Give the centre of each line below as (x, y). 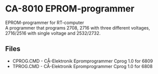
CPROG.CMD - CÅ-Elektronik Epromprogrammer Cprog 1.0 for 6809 (83, 61)
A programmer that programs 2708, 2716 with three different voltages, (78, 27)
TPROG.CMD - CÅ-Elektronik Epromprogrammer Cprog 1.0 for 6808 (83, 66)
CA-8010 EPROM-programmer (70, 9)
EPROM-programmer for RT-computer (45, 22)
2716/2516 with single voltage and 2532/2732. (53, 33)
